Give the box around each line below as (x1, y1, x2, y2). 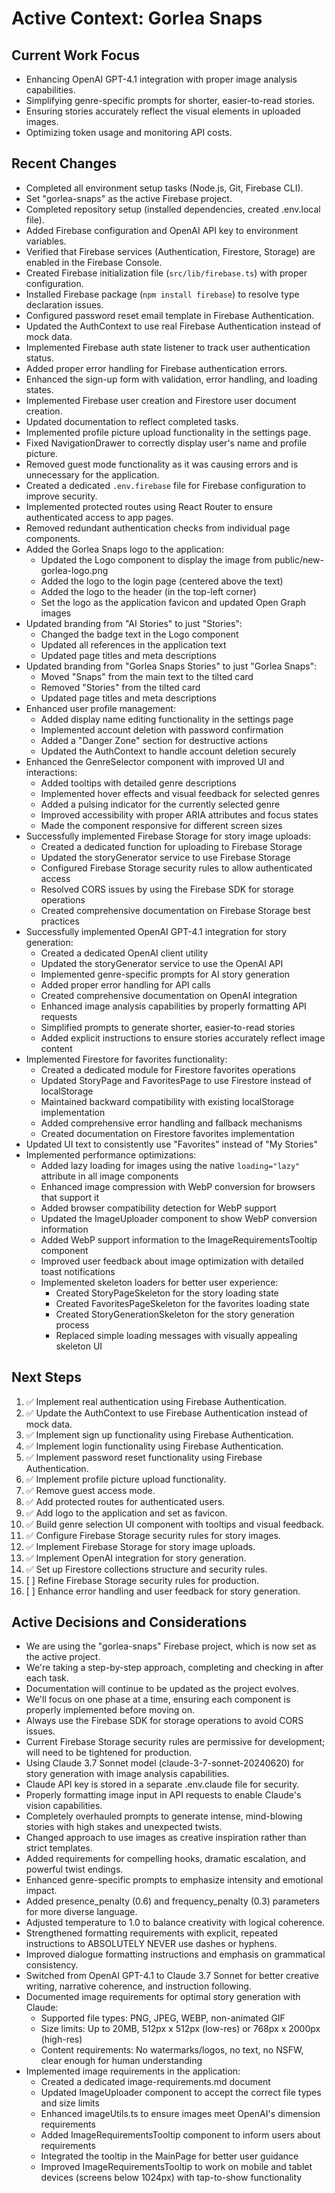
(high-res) (40, 2033, 83, 2046)
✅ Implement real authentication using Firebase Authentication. (25, 1395, 288, 1407)
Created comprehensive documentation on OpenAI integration (40, 989, 298, 1001)
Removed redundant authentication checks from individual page (25, 522, 291, 534)
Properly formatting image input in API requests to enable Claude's (25, 1789, 302, 1801)
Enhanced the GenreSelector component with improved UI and (25, 755, 285, 767)
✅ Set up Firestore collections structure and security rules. (25, 1563, 268, 1575)
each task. (25, 1672, 69, 1684)
